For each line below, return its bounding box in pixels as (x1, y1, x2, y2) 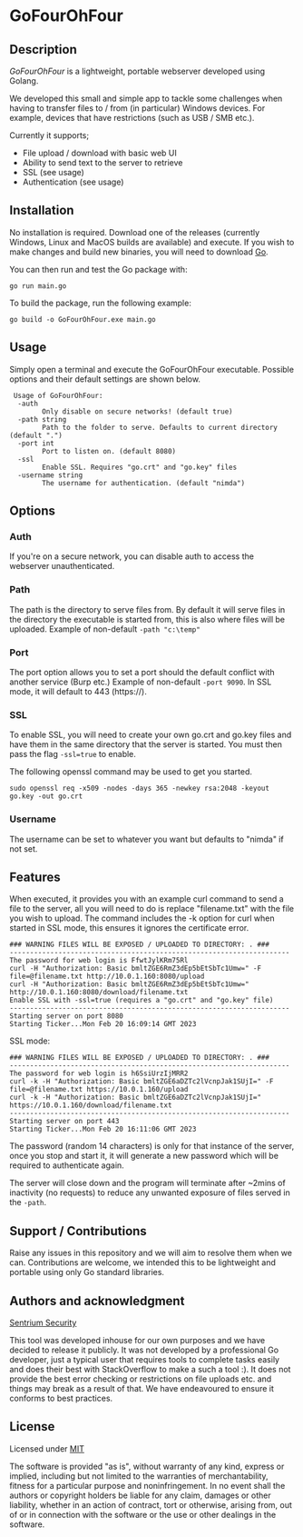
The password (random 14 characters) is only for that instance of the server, (9, 1141, 295, 1152)
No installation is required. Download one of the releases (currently (9, 226, 260, 237)
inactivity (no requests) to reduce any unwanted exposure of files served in (9, 1187, 290, 1198)
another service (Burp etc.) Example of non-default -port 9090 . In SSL (9, 676, 272, 687)
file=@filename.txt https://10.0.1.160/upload (9, 1085, 189, 1094)
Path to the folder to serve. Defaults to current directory (42, 423, 279, 432)
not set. (9, 843, 38, 854)
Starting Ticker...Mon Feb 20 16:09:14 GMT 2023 (9, 1020, 197, 1029)
